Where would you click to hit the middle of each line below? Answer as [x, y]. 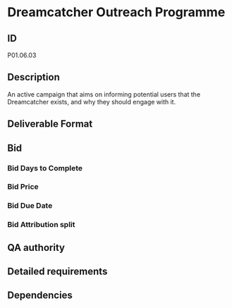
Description [33, 77]
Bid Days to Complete [45, 168]
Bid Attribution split [41, 225]
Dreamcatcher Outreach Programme [116, 12]
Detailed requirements [57, 272]
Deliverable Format [50, 124]
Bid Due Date [30, 206]
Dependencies [40, 296]
